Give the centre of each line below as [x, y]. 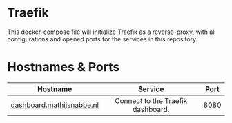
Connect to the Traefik [151, 100]
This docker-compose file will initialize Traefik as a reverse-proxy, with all [112, 32]
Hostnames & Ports [64, 67]
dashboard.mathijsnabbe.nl [55, 105]
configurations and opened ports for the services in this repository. [103, 39]
